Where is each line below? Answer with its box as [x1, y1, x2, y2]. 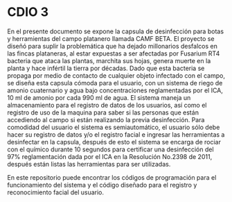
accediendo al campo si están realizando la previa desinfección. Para [7, 115, 205, 124]
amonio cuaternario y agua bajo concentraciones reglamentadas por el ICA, [7, 86, 224, 94]
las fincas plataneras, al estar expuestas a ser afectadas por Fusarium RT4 [7, 49, 220, 58]
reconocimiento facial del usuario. [7, 188, 105, 196]
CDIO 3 [7, 4, 49, 20]
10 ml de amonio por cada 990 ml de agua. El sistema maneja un [7, 93, 191, 101]
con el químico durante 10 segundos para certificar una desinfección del [7, 145, 214, 153]
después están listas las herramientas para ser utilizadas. [7, 160, 171, 168]
